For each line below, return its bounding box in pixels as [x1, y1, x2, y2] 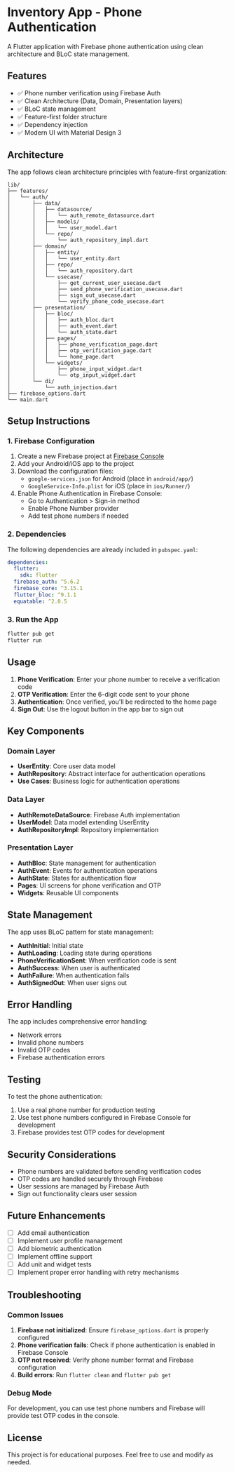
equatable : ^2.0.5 [13, 598, 68, 605]
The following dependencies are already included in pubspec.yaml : [7, 545, 198, 554]
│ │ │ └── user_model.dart [7, 224, 118, 232]
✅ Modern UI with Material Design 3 [17, 128, 122, 137]
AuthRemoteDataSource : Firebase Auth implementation [17, 810, 181, 819]
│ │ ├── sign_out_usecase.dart [7, 292, 137, 299]
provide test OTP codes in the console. [7, 1412, 120, 1420]
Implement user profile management [17, 1236, 123, 1245]
